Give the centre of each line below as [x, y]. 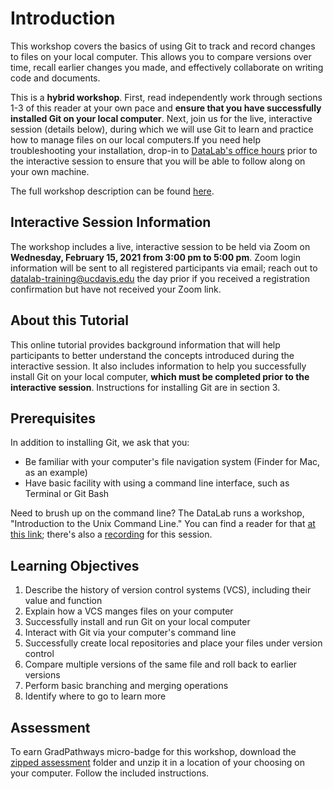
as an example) [56, 473]
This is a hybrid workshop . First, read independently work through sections [166, 97]
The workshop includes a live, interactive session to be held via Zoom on [160, 246]
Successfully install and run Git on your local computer [137, 622]
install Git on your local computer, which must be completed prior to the [160, 376]
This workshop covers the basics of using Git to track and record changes [163, 46]
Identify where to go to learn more [95, 696]
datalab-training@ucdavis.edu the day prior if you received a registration [160, 278]
